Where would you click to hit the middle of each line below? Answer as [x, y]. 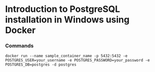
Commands [19, 46]
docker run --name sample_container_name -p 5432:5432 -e [66, 56]
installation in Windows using [67, 20]
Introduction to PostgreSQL [63, 9]
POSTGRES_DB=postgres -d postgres [41, 65]
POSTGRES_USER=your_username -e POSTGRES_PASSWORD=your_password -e [77, 61]
